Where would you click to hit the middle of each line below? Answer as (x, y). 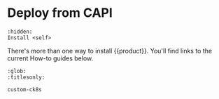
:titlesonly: (26, 77)
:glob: (17, 71)
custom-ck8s (24, 89)
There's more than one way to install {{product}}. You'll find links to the (109, 51)
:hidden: (20, 32)
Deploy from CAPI (60, 13)
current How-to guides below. (50, 58)
